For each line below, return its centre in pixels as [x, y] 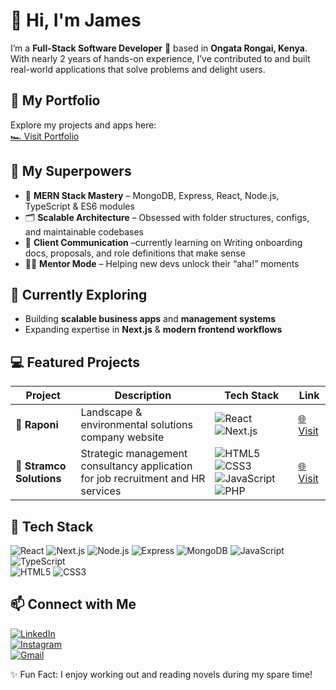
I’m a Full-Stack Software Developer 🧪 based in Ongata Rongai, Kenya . [159, 48]
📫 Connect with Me [73, 604]
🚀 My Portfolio [55, 100]
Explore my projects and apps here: [83, 125]
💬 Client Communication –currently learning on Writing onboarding [163, 242]
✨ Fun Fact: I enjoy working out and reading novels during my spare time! [161, 674]
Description [143, 396]
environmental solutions [136, 425]
